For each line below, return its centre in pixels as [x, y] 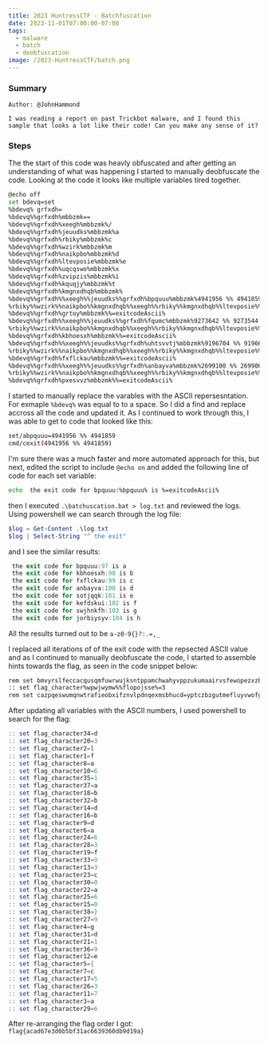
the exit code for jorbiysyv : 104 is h [76, 618]
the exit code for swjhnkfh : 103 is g [74, 611]
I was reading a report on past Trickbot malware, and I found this [124, 119]
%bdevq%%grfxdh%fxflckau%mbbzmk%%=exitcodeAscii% [93, 358]
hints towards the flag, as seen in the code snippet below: [103, 666]
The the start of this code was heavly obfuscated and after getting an [122, 163]
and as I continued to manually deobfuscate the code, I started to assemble [132, 657]
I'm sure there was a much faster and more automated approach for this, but [134, 458]
